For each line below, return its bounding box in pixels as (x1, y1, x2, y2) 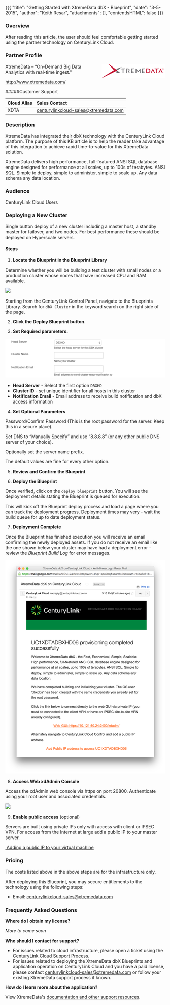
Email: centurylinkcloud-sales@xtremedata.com (12, 893, 113, 900)
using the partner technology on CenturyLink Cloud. (5, 39, 114, 45)
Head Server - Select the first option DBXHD (12, 382, 103, 388)
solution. (5, 149, 24, 155)
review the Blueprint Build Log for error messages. (5, 550, 111, 556)
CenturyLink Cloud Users (5, 199, 58, 205)
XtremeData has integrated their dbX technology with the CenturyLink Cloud (5, 133, 165, 139)
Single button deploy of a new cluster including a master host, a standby (5, 223, 157, 229)
